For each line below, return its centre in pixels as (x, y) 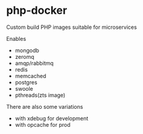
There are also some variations (45, 106)
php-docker (37, 11)
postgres (26, 82)
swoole (24, 88)
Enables (16, 38)
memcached (30, 76)
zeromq (24, 56)
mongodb (27, 50)
